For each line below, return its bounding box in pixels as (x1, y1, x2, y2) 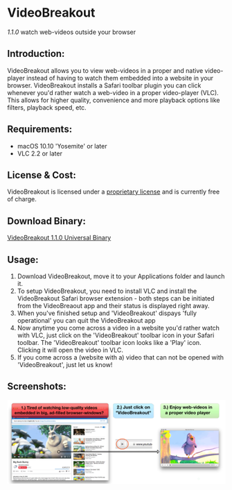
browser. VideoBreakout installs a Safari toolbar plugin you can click (7, 81, 202, 90)
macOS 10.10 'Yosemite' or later (17, 142, 107, 150)
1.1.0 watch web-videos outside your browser (7, 28, 136, 36)
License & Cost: (7, 169, 76, 181)
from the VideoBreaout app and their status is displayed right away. (17, 302, 210, 310)
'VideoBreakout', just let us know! (17, 361, 113, 369)
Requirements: (7, 124, 73, 135)
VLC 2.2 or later (17, 149, 62, 158)
